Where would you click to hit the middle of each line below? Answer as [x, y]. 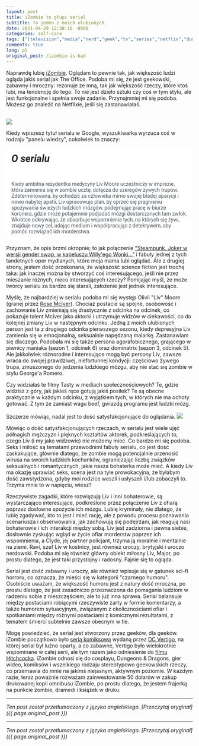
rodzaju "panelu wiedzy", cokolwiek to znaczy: [63, 139]
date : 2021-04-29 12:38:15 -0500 [47, 28]
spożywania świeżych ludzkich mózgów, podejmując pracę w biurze [89, 208]
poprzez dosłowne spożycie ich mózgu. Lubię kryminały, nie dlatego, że [94, 509]
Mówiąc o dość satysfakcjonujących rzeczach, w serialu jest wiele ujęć [93, 428]
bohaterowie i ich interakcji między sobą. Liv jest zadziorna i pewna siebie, [97, 528]
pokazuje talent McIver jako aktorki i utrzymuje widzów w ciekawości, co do [99, 317]
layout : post [22, 12]
